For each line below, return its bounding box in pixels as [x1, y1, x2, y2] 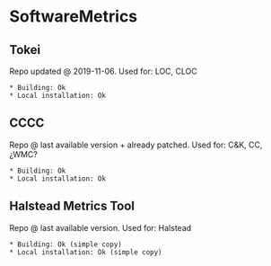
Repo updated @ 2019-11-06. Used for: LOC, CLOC [9, 66, 197, 76]
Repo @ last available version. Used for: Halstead [9, 222, 192, 233]
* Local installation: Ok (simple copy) [9, 247, 163, 257]
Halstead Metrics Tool [9, 199, 135, 214]
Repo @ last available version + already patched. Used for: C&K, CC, [9, 139, 263, 150]
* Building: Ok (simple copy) [9, 240, 123, 249]
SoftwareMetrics [9, 6, 138, 27]
